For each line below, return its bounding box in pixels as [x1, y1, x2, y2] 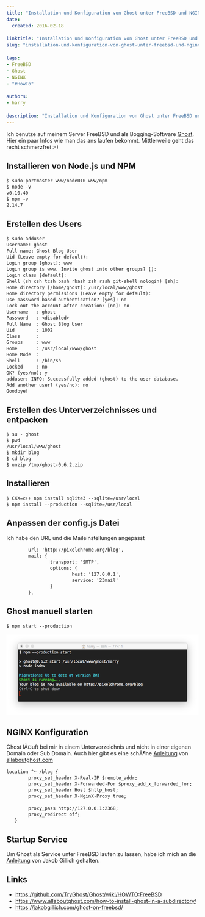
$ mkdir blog [6, 450, 40, 456]
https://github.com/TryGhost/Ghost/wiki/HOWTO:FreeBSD [15, 891, 162, 898]
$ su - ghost [6, 431, 40, 437]
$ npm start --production [6, 623, 72, 629]
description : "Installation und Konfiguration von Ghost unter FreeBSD [6, 113, 192, 119]
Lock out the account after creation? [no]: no [6, 303, 130, 309]
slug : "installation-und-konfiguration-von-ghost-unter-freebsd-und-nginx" [6, 42, 203, 48]
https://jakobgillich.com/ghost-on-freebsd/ [15, 904, 123, 911]
